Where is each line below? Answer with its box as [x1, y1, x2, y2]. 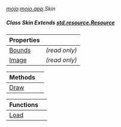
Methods [9, 73, 36, 81]
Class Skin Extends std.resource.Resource [6, 19, 115, 26]
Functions [9, 101, 39, 109]
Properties [9, 36, 40, 44]
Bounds [9, 46, 31, 54]
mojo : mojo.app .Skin [6, 5, 56, 12]
